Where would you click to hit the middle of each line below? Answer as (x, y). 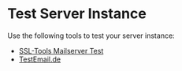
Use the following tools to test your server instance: (91, 35)
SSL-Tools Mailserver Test (61, 50)
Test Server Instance (77, 14)
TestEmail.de (39, 59)
